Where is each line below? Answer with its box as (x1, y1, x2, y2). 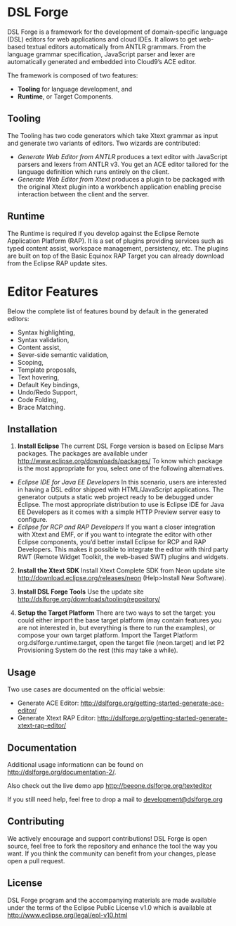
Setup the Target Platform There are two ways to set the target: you (17, 608, 216, 617)
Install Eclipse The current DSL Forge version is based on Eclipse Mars (17, 442, 224, 451)
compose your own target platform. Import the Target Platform (17, 631, 198, 639)
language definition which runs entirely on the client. (17, 167, 170, 176)
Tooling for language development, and (17, 85, 133, 93)
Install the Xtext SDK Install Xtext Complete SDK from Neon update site (17, 566, 225, 575)
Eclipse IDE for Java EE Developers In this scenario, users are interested (17, 478, 227, 487)
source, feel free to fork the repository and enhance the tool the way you (7, 841, 218, 850)
